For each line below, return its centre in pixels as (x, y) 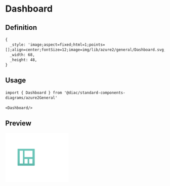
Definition (21, 28)
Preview (18, 124)
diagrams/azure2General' (31, 98)
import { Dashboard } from (34, 92)
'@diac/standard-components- (95, 92)
